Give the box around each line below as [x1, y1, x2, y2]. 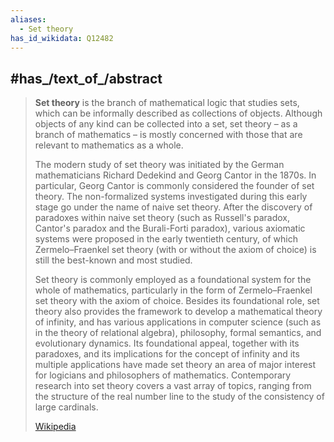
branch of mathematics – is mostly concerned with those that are [34, 129, 303, 141]
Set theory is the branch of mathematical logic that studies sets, [34, 97, 300, 109]
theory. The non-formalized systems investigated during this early [34, 191, 308, 203]
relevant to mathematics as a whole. [34, 139, 184, 151]
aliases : [10, 14, 47, 25]
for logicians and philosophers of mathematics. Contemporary [34, 369, 292, 381]
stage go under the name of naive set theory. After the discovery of [34, 201, 313, 213]
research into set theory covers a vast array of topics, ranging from [34, 380, 312, 392]
